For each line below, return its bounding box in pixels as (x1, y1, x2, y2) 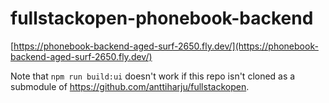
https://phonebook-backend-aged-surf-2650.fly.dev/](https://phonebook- (13, 40, 319, 52)
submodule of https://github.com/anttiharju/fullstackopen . (10, 80, 250, 92)
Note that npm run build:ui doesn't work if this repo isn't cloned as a (10, 70, 296, 82)
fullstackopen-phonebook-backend (10, 7, 314, 30)
